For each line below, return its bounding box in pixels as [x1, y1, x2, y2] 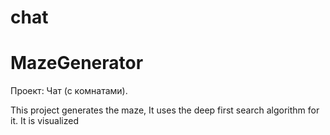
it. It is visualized [10, 115, 79, 127]
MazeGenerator [10, 52, 144, 75]
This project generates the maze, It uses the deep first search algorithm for [10, 104, 320, 116]
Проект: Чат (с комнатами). [10, 85, 128, 97]
